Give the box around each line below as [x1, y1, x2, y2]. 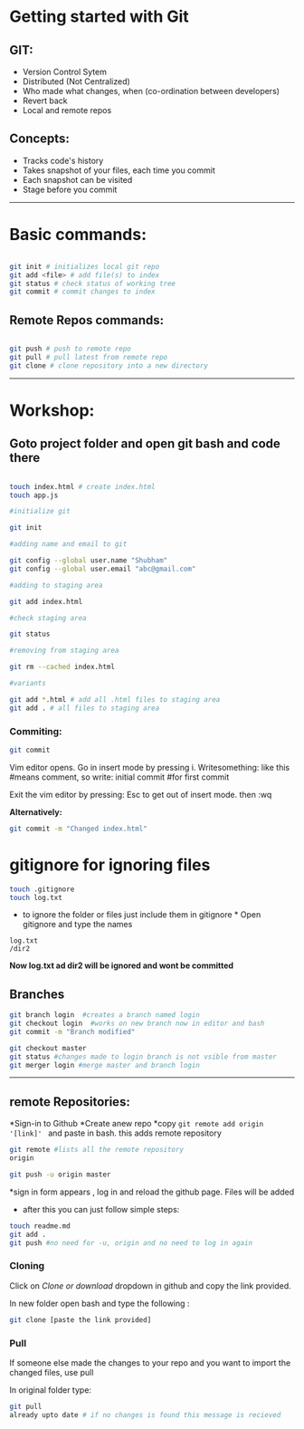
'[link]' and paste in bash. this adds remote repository [9, 1127, 222, 1138]
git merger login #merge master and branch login [9, 1060, 201, 1069]
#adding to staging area [9, 580, 103, 590]
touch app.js [9, 491, 59, 500]
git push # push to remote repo [9, 344, 131, 354]
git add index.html [9, 597, 83, 606]
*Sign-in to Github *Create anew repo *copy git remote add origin [9, 1118, 264, 1129]
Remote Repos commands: [9, 312, 165, 328]
